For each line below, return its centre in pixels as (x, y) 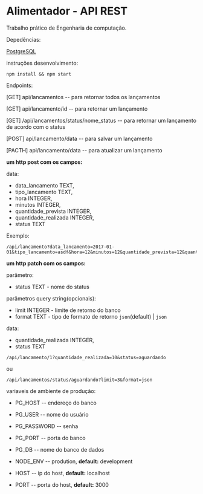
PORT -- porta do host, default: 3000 (62, 484)
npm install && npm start (39, 74)
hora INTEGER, (34, 198)
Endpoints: (20, 85)
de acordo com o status (36, 127)
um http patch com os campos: (46, 263)
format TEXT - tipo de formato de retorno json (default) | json (91, 316)
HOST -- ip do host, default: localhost (62, 473)
